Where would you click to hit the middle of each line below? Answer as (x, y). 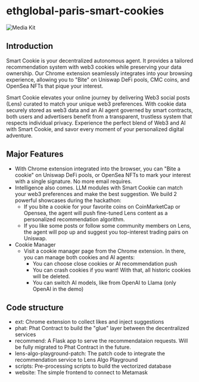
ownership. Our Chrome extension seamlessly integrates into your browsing (99, 73)
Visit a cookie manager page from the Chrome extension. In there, (105, 251)
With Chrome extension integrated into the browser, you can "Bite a (97, 169)
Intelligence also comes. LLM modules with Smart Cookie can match (99, 187)
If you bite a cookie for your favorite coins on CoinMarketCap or (102, 206)
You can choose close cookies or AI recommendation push (105, 263)
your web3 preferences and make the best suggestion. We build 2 (96, 194)
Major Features (35, 154)
